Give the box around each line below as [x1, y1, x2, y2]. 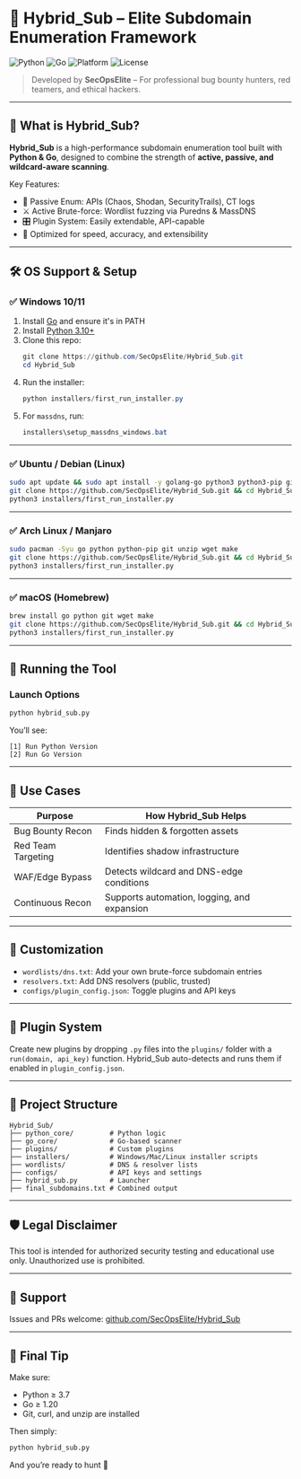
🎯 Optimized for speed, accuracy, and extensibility [21, 228, 209, 239]
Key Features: [9, 179, 60, 189]
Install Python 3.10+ [21, 325, 95, 336]
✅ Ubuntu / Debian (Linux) [9, 457, 125, 470]
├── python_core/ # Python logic [9, 1129, 167, 1138]
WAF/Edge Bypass [13, 871, 92, 884]
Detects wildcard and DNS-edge [104, 866, 244, 878]
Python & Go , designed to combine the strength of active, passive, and [9, 152, 274, 163]
